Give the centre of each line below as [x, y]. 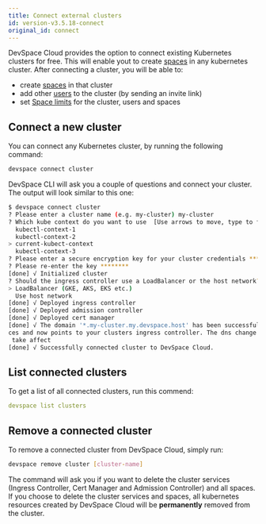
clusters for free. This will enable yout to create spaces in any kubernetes [128, 61]
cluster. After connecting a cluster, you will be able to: [96, 70]
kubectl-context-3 [46, 252]
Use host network [44, 296]
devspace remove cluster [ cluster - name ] [76, 464]
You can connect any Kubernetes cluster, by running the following [116, 146]
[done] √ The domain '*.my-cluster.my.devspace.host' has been [115, 326]
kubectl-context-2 [46, 237]
